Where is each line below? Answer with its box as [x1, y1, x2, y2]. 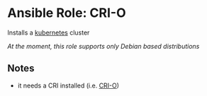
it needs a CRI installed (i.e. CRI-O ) [17, 81, 119, 90]
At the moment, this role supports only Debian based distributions [7, 42, 200, 50]
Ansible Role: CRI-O [7, 5, 126, 21]
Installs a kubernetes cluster [7, 28, 90, 37]
